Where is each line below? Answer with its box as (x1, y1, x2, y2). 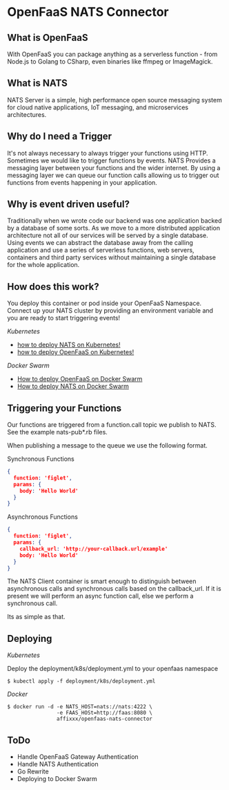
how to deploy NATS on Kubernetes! (17, 340, 121, 349)
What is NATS (7, 77, 68, 89)
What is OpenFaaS (7, 32, 88, 44)
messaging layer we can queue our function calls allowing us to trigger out (7, 171, 219, 179)
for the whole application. (7, 261, 80, 269)
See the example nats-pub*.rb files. (7, 428, 108, 437)
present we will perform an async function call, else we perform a (7, 592, 194, 600)
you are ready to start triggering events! (7, 314, 121, 322)
